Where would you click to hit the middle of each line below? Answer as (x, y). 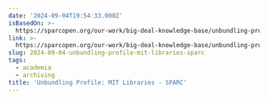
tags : (17, 61)
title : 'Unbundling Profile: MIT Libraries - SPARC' (98, 82)
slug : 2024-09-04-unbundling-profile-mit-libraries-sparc (106, 53)
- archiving (35, 75)
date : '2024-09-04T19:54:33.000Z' (66, 16)
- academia (33, 68)
